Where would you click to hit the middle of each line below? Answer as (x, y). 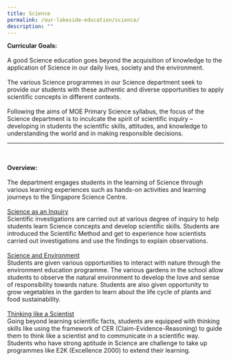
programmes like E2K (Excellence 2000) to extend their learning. (99, 351)
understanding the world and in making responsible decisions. (95, 133)
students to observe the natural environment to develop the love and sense (113, 277)
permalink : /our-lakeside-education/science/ (73, 20)
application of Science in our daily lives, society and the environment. (106, 68)
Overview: (22, 168)
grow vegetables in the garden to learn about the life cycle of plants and (109, 292)
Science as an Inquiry (38, 212)
